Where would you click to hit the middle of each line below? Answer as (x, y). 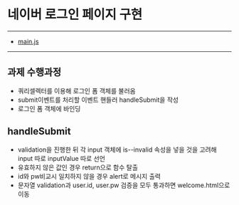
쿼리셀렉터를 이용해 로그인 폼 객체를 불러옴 (77, 90)
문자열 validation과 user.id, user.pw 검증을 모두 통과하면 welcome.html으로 (124, 185)
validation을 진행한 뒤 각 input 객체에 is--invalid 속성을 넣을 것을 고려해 (117, 149)
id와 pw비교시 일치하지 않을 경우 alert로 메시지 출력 (89, 176)
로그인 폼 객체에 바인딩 (49, 108)
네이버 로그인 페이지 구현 (75, 15)
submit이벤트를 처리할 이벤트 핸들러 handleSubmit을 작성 (98, 100)
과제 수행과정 (34, 72)
